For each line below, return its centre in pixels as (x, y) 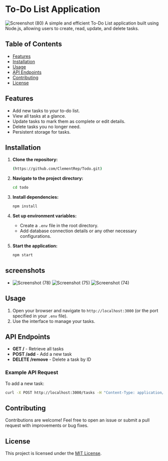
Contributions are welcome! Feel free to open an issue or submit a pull (77, 420)
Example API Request (32, 372)
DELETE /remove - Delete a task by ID (52, 359)
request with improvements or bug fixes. (47, 425)
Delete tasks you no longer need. (46, 127)
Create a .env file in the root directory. (59, 225)
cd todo (20, 188)
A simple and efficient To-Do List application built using (102, 23)
